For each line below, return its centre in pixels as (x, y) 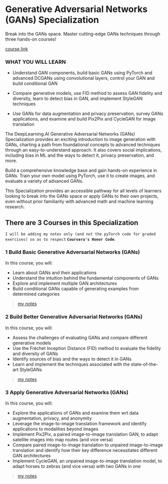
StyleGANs (31, 370)
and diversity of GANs (35, 353)
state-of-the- (145, 364)
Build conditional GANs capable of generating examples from (75, 289)
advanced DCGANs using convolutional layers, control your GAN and (83, 78)
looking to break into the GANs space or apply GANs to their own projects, (82, 196)
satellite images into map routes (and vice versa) (63, 439)
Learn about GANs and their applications (54, 273)
